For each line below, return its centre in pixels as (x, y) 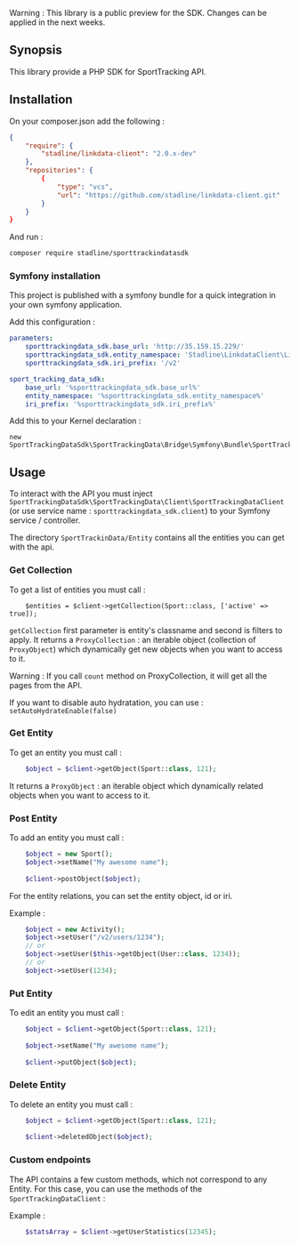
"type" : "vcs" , (85, 187)
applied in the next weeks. (57, 22)
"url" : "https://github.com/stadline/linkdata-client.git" (168, 195)
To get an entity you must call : (66, 752)
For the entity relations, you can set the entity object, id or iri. (121, 896)
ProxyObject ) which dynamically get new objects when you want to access (146, 649)
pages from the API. (46, 685)
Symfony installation (55, 277)
